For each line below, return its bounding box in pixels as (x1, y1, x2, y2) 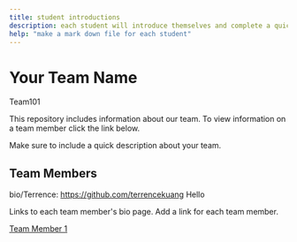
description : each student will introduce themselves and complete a (9, 21, 271, 30)
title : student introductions (9, 12, 121, 22)
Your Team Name (9, 67, 138, 87)
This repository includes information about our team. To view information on (9, 114, 286, 125)
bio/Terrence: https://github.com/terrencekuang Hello (9, 189, 205, 200)
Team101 (9, 96, 42, 107)
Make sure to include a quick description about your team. (9, 140, 222, 151)
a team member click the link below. (9, 123, 140, 133)
